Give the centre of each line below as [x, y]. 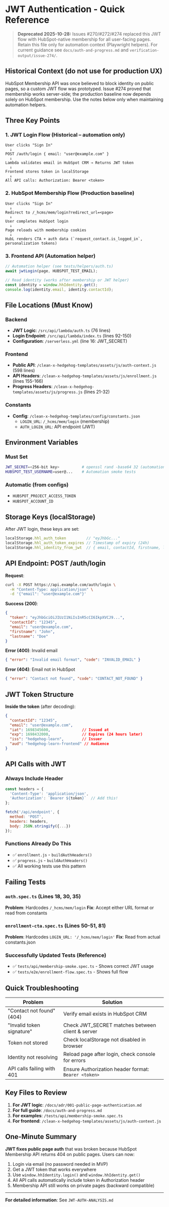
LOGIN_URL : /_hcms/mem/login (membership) [65, 421]
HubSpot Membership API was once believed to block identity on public [80, 83]
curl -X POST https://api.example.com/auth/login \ [60, 585]
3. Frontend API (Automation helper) [50, 256]
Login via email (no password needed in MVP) [60, 1164]
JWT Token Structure [39, 694]
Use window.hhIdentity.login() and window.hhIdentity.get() [76, 1175]
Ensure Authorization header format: [106, 1069]
